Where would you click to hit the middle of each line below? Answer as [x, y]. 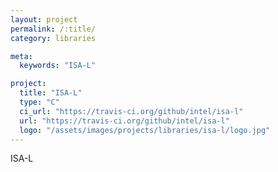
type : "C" [39, 102]
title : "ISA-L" [51, 93]
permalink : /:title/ [53, 29]
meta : [21, 56]
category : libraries [53, 38]
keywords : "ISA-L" [58, 66]
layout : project [44, 19]
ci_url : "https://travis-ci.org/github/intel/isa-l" [131, 111]
